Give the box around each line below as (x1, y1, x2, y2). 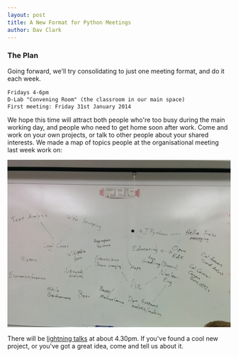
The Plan (7, 50, 39, 60)
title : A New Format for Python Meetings (7, 18, 132, 26)
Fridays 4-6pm (7, 89, 50, 96)
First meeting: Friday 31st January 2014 (7, 103, 132, 110)
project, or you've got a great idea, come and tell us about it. (7, 341, 184, 350)
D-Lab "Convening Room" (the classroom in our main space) (7, 96, 186, 103)
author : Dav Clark (7, 26, 62, 33)
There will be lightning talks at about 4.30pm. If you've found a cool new (7, 334, 218, 343)
